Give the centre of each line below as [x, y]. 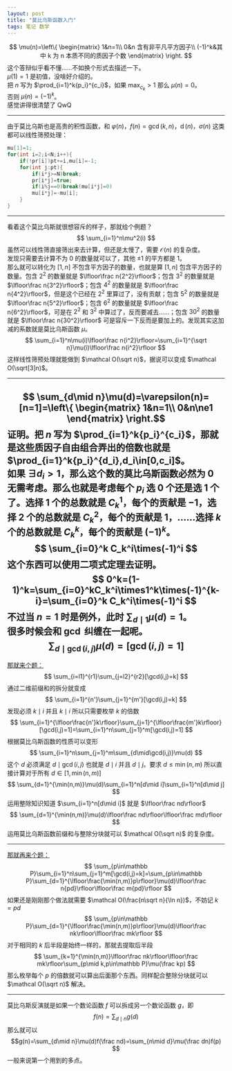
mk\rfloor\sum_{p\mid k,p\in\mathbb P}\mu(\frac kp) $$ [116, 964]
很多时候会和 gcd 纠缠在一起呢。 [78, 631]
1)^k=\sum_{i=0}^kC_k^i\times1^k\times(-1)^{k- [116, 590]
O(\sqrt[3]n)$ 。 [29, 368]
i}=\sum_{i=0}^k [72, 601]
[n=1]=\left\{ [46, 407]
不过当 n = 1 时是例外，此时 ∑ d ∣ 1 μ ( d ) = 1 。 [99, 618]
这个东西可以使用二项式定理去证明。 [84, 565]
